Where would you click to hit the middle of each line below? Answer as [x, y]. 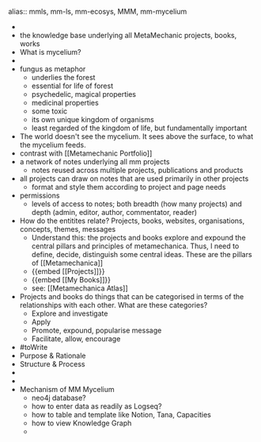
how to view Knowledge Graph [81, 423]
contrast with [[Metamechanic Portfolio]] [86, 153]
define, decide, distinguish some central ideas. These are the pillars [142, 254]
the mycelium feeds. [53, 145]
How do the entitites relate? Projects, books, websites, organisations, [132, 221]
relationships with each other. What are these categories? [113, 305]
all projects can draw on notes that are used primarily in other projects [134, 179]
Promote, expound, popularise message [96, 330]
